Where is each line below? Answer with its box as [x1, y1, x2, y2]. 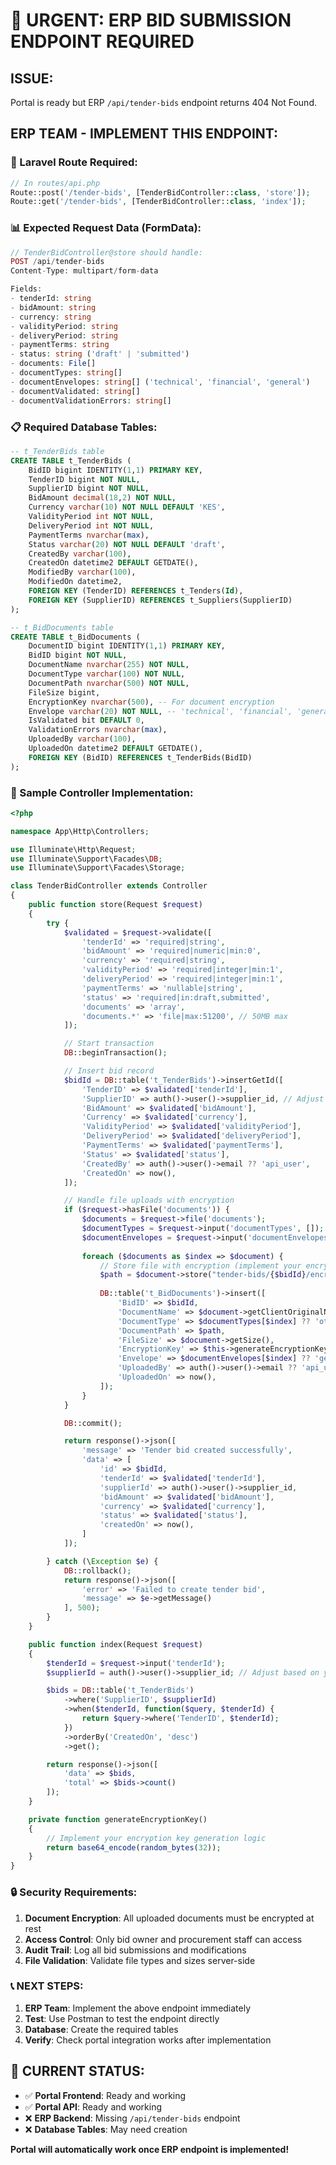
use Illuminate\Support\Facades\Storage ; [10, 863, 186, 873]
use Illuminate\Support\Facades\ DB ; [10, 854, 163, 864]
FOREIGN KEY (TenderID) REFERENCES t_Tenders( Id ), [28, 586, 244, 596]
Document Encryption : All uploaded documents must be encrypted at [24, 1912, 315, 1924]
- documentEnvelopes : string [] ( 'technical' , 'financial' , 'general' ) [10, 377, 311, 387]
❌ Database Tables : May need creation [24, 2123, 188, 2135]
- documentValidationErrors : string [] [10, 395, 172, 406]
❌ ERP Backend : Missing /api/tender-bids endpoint [24, 2112, 241, 2124]
